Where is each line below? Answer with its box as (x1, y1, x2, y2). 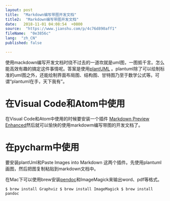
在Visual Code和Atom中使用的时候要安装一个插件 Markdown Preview (5, 115, 150, 122)
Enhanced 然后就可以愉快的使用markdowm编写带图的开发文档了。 (5, 122, 143, 128)
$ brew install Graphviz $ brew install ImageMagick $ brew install (5, 186, 153, 191)
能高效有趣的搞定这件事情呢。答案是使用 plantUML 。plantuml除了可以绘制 (5, 65, 161, 71)
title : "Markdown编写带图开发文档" (5, 12, 77, 17)
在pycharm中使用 (5, 141, 80, 153)
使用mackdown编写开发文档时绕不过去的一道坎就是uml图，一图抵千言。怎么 (5, 59, 165, 65)
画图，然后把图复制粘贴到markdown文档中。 (5, 166, 99, 172)
